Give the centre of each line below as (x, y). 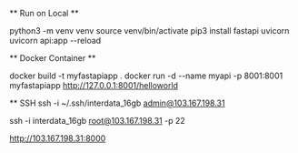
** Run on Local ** (44, 13)
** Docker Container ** (53, 58)
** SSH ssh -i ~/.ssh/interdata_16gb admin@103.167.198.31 (117, 103)
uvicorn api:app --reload (55, 41)
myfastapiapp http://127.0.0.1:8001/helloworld (94, 85)
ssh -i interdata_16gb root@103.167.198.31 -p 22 (98, 121)
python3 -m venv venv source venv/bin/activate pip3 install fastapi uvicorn (149, 31)
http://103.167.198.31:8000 (58, 138)
